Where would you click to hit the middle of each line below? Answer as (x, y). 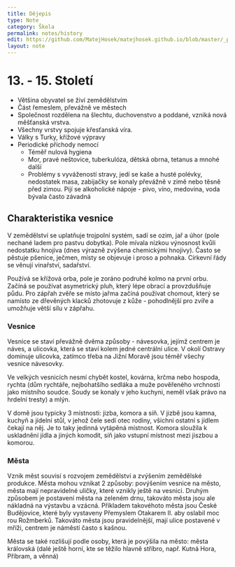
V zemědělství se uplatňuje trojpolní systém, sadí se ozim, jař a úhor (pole (113, 235)
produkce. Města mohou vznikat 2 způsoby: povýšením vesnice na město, (114, 483)
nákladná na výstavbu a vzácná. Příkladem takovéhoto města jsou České (112, 506)
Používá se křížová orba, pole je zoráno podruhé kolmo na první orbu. (108, 278)
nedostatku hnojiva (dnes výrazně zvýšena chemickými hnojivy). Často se (114, 250)
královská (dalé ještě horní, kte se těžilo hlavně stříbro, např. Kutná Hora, (112, 549)
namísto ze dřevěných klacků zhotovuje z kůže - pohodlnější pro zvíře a (111, 300)
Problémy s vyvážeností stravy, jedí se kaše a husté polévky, (115, 174)
